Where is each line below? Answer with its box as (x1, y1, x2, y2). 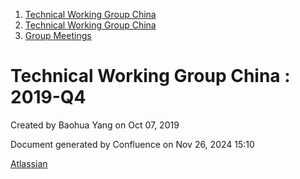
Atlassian (10, 157, 48, 169)
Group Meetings (24, 30, 92, 41)
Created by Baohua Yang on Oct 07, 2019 (10, 119, 180, 131)
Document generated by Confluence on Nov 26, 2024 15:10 (10, 138, 255, 150)
